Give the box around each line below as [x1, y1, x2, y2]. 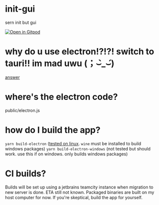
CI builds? [5, 168, 46, 179]
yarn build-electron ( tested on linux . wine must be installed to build [5, 140, 141, 147]
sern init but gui [5, 19, 36, 25]
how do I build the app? [5, 125, 101, 135]
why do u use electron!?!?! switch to [5, 46, 155, 57]
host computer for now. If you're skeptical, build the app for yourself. [5, 194, 142, 200]
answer [5, 74, 20, 80]
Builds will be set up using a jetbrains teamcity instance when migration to [5, 184, 154, 190]
